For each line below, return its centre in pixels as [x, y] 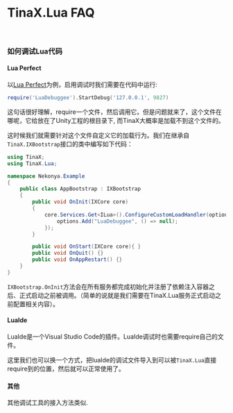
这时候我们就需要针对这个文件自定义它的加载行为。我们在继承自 [98, 135]
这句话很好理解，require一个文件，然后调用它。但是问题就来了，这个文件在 [114, 112]
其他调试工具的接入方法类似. [48, 403]
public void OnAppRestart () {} [77, 260]
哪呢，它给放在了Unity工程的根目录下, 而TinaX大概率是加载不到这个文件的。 [116, 120]
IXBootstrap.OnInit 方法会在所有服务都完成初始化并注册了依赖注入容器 [108, 287]
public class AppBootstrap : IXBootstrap [80, 189]
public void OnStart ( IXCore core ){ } [86, 247]
